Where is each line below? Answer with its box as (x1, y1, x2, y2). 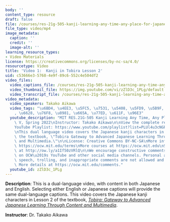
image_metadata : (5, 31, 39, 36)
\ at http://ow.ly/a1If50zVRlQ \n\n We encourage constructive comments (14, 148, 166, 153)
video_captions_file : (10, 82, 56, 87)
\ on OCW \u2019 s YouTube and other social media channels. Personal (14, 153, 162, 158)
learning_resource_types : (5, 49, 60, 54)
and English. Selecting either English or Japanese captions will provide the (5, 186, 160, 192)
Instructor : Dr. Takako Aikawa (5, 212, 68, 218)
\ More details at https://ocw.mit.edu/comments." (14, 162, 123, 167)
